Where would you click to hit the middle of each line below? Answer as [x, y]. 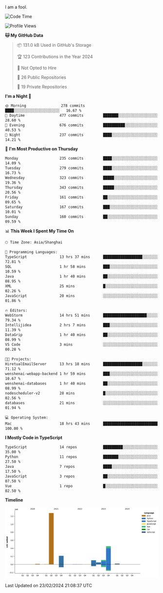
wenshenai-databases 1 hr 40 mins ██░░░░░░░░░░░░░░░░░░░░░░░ [81, 384]
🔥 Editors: [16, 311]
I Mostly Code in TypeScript [34, 437]
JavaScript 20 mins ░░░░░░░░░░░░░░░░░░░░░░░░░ [81, 296]
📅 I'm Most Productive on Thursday [42, 149]
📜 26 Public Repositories [42, 77]
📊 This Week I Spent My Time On [39, 231]
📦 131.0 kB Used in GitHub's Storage [54, 45]
